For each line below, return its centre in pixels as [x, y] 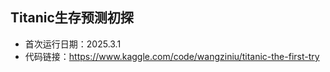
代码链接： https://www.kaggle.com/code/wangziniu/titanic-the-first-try [172, 56]
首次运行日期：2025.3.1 [73, 44]
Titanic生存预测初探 [72, 18]
